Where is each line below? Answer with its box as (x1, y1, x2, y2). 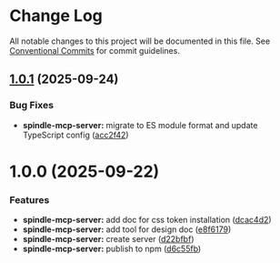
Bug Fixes (9, 99, 55, 112)
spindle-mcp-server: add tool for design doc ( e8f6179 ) (22, 224, 232, 235)
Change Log (9, 5, 103, 26)
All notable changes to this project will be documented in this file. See (9, 35, 271, 46)
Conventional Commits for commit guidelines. (9, 45, 180, 56)
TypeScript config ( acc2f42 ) (22, 129, 129, 140)
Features (9, 193, 50, 206)
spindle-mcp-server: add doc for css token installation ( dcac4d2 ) (22, 215, 272, 226)
